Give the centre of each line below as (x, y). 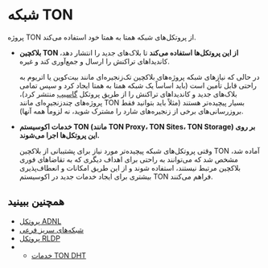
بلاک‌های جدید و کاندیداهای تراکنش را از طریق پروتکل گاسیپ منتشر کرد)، (128, 93)
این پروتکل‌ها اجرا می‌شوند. (59, 135)
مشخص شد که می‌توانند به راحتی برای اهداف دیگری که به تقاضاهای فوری (128, 159)
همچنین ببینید (36, 202)
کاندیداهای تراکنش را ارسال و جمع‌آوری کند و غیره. (94, 61)
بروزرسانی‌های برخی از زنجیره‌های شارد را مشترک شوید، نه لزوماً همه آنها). (131, 111)
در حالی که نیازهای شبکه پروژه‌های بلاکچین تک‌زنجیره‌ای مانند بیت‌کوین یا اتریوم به (139, 76)
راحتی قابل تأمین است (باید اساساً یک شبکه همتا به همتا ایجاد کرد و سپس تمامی (138, 85)
